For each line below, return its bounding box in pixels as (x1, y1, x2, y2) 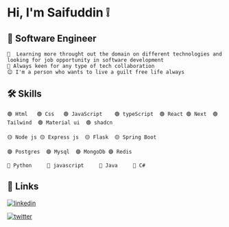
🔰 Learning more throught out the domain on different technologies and (7, 51, 223, 58)
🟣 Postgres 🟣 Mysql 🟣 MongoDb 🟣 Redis (7, 148, 132, 155)
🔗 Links (7, 180, 39, 193)
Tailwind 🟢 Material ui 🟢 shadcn (7, 119, 113, 126)
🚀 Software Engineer (7, 32, 97, 44)
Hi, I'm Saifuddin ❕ (7, 5, 110, 21)
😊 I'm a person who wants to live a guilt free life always (7, 69, 185, 75)
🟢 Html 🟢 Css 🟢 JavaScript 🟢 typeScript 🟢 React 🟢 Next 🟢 (7, 110, 218, 117)
